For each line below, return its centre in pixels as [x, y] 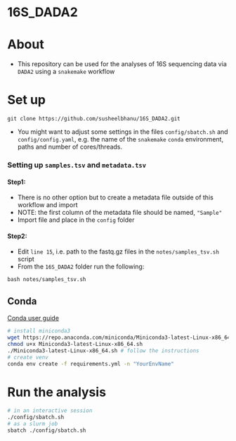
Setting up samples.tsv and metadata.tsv [77, 165]
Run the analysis [57, 392]
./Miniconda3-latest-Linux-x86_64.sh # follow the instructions [103, 350]
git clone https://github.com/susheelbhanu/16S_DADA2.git [94, 119]
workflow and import [48, 205]
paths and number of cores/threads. [70, 147]
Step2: [17, 236]
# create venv [28, 357]
